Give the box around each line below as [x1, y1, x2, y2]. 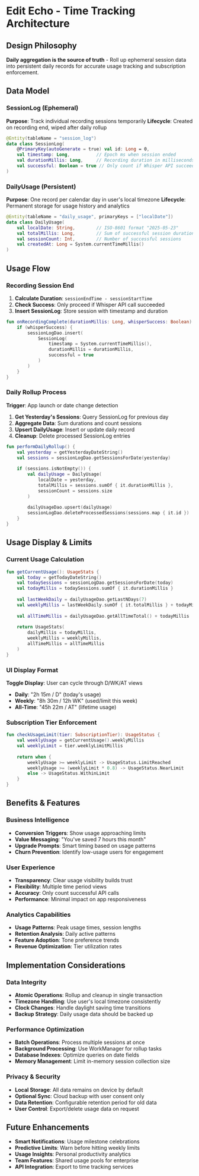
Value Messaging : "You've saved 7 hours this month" [14, 835, 146, 842]
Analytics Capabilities [6, 910, 71, 919]
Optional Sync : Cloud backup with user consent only [14, 1092, 145, 1099]
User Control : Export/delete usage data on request [14, 1105, 139, 1112]
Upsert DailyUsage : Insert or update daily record [14, 426, 135, 433]
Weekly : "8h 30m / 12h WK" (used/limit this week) [14, 697, 138, 704]
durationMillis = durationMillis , [48, 347, 134, 353]
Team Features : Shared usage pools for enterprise [14, 1157, 139, 1164]
